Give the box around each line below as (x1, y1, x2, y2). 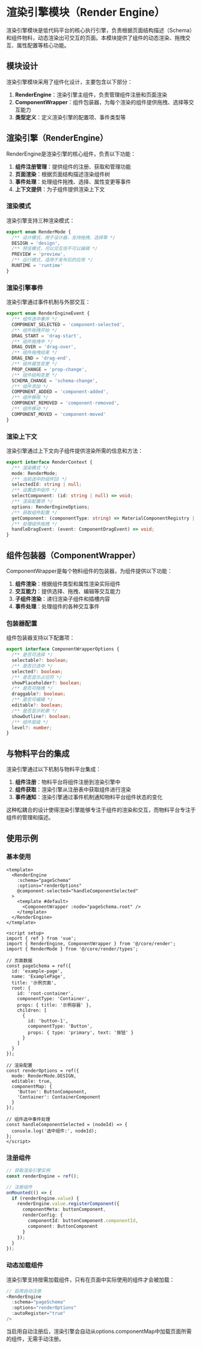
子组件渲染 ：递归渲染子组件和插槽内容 (14, 595, 110, 603)
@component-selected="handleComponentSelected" (17, 887, 138, 894)
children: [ (17, 1007, 47, 1013)
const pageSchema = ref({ (6, 963, 71, 969)
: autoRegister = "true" (11, 1311, 66, 1317)
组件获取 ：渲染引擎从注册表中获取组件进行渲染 (14, 786, 131, 793)
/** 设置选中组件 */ (11, 487, 58, 493)
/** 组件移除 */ (11, 394, 49, 401)
